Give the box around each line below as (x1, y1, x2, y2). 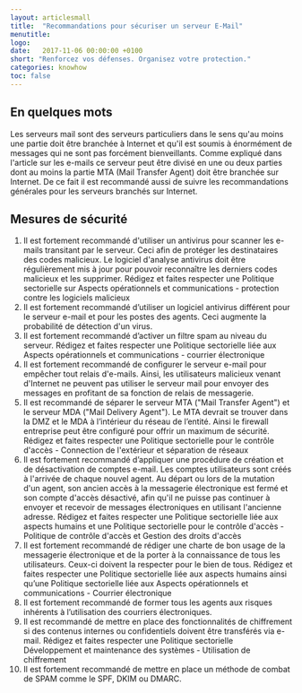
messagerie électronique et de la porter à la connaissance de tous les (22, 550, 280, 560)
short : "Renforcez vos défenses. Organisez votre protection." (10, 55, 252, 64)
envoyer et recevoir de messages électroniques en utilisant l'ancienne (22, 502, 282, 513)
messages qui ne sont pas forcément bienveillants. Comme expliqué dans (10, 147, 282, 158)
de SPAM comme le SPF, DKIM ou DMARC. (22, 673, 182, 684)
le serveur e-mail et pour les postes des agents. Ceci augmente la (22, 311, 267, 323)
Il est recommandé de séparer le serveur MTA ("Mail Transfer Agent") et (22, 397, 290, 408)
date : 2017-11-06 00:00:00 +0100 (10, 47, 143, 56)
